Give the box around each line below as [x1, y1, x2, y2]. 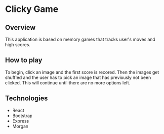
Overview [5, 23, 36, 32]
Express [12, 118, 29, 124]
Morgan [12, 123, 29, 129]
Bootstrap [12, 113, 33, 119]
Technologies [5, 94, 48, 103]
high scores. [5, 42, 31, 48]
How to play [5, 56, 42, 65]
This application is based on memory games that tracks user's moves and [5, 36, 156, 42]
